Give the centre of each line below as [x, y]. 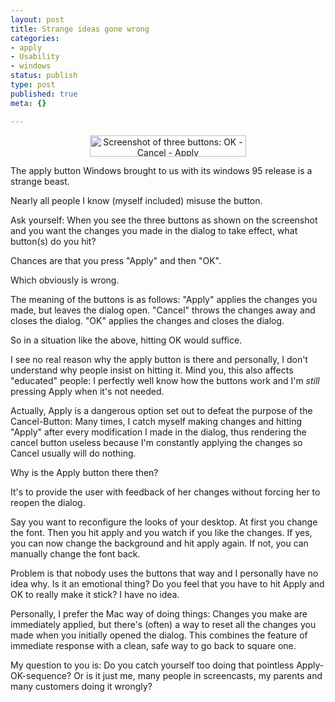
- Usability [35, 57]
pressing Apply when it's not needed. [87, 391]
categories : [35, 38]
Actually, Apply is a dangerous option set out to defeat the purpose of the [161, 410]
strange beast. [40, 181]
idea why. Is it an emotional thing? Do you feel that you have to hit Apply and [167, 583]
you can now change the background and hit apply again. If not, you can [159, 543]
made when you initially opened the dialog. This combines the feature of [159, 635]
